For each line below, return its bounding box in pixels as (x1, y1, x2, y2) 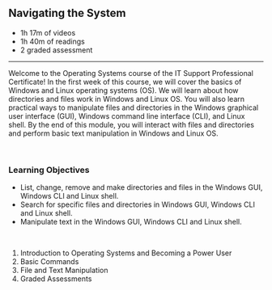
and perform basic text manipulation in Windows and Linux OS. (8, 128, 219, 138)
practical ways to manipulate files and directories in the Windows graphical (8, 103, 259, 112)
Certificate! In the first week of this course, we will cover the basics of (8, 77, 242, 86)
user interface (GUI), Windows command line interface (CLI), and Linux (8, 111, 245, 120)
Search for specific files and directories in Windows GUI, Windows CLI (19, 200, 255, 209)
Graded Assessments (19, 274, 92, 284)
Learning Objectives (8, 164, 91, 175)
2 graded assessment (19, 44, 93, 55)
